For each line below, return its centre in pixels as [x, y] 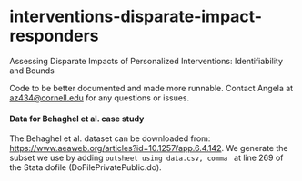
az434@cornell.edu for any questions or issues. [100, 98]
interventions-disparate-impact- [136, 17]
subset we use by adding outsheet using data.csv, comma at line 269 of [146, 158]
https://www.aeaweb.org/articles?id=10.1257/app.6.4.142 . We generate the [149, 148]
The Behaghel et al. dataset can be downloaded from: [110, 138]
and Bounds [32, 71]
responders [54, 36]
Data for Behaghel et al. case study [77, 119]
